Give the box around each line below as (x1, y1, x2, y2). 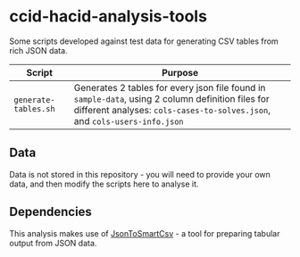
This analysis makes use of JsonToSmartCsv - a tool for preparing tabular (9, 228, 280, 238)
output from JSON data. (9, 237, 97, 248)
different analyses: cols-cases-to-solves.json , (73, 104, 271, 116)
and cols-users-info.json (73, 114, 185, 127)
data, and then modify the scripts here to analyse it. (9, 178, 199, 189)
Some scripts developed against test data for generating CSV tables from (9, 36, 279, 46)
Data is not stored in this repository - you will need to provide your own (9, 169, 271, 179)
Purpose (162, 66, 199, 79)
